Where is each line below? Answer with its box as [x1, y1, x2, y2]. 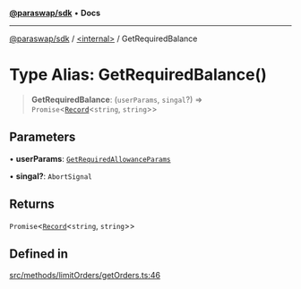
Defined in [9, 246, 69, 261]
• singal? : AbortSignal [9, 170, 92, 182]
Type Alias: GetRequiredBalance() [9, 64, 267, 85]
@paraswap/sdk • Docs [9, 8, 101, 18]
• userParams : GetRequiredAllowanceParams [9, 153, 172, 164]
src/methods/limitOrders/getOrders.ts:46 [9, 270, 161, 281]
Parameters [9, 130, 76, 145]
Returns [9, 197, 56, 212]
